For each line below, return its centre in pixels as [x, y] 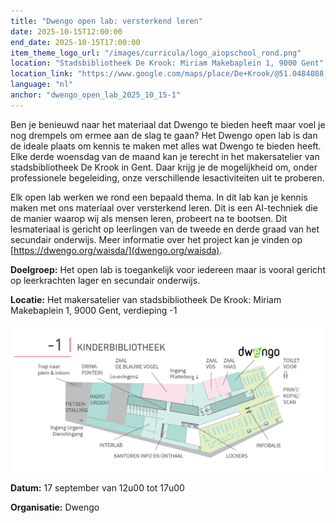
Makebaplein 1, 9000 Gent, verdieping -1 [94, 310]
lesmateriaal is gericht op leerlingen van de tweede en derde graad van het [165, 229]
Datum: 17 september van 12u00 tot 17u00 [97, 488]
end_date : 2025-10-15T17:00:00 [75, 42]
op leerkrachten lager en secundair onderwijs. [105, 280]
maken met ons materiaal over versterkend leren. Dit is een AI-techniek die [164, 207]
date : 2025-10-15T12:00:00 [66, 31]
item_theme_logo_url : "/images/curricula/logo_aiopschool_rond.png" [156, 53]
